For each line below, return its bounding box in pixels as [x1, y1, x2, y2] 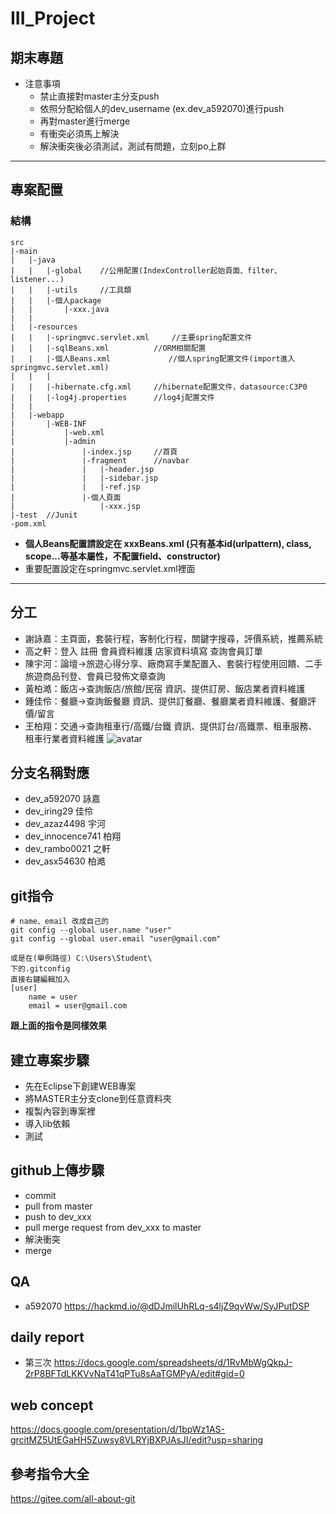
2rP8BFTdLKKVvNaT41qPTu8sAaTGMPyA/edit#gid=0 [24, 1368, 245, 1380]
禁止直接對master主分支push [39, 90, 160, 102]
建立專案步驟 [10, 1052, 90, 1069]
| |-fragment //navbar [10, 455, 190, 466]
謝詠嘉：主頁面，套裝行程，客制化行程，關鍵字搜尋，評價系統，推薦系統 [24, 632, 323, 644]
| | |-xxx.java [10, 304, 110, 314]
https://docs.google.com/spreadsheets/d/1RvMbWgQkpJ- [53, 1357, 293, 1369]
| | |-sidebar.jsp [10, 473, 159, 483]
